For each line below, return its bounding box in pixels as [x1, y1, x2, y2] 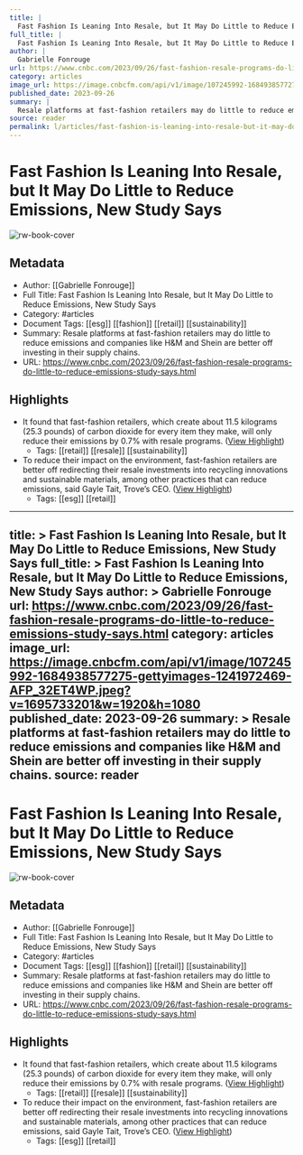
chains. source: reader [9, 767, 140, 782]
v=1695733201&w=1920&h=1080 [9, 696, 201, 712]
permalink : [9, 123, 50, 132]
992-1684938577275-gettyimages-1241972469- [9, 668, 292, 684]
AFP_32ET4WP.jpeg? [9, 683, 132, 698]
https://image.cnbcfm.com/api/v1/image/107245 [9, 654, 291, 669]
